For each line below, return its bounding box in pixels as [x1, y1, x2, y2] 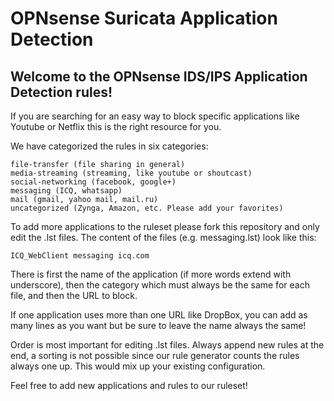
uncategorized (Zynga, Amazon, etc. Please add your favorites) [10, 203, 284, 213]
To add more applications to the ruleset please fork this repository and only [10, 221, 320, 232]
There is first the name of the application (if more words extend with [10, 268, 292, 280]
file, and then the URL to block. [10, 290, 138, 301]
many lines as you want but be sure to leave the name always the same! [10, 320, 307, 331]
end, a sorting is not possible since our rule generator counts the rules [10, 350, 300, 361]
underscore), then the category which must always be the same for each [10, 279, 310, 291]
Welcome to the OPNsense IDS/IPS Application [10, 68, 308, 85]
